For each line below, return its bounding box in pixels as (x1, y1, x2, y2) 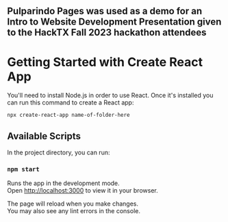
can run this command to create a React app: (7, 98, 134, 107)
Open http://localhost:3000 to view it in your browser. (7, 186, 159, 195)
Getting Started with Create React (7, 54, 203, 70)
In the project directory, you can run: (7, 148, 110, 156)
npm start (7, 165, 40, 174)
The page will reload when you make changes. (7, 199, 139, 208)
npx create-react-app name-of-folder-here (7, 112, 130, 119)
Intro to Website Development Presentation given (7, 16, 222, 28)
